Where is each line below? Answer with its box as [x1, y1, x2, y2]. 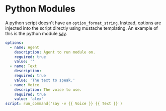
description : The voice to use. [14, 87, 82, 92]
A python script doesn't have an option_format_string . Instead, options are [5, 20, 161, 26]
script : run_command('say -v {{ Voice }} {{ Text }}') [5, 101, 123, 106]
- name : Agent [10, 45, 39, 50]
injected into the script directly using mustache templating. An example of [5, 25, 158, 31]
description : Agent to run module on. [14, 49, 96, 54]
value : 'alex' [14, 96, 44, 101]
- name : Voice [10, 82, 39, 87]
